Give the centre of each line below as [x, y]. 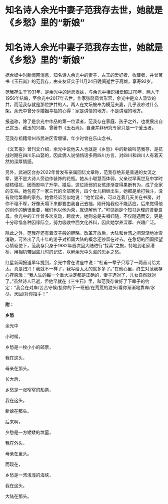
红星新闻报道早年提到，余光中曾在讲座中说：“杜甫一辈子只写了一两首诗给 [81, 263]
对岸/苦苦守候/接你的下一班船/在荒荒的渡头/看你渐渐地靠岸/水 [92, 288]
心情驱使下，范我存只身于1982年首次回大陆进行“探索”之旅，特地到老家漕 [80, 246]
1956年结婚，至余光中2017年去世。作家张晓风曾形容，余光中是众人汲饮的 [81, 98]
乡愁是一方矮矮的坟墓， [29, 432]
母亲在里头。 [18, 454]
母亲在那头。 [18, 369]
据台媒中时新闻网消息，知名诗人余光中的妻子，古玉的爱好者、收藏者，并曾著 [84, 75]
